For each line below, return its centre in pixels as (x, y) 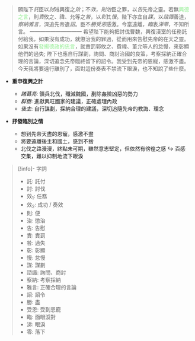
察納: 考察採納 (44, 280)
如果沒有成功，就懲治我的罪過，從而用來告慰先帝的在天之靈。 (114, 39)
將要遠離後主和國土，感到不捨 (57, 141)
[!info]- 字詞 (32, 169)
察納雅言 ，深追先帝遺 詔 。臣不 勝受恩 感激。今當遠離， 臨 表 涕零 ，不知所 (103, 24)
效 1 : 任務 (37, 197)
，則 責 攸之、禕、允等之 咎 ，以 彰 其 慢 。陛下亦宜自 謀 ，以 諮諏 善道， (109, 17)
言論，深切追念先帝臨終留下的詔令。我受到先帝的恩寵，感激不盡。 (109, 61)
